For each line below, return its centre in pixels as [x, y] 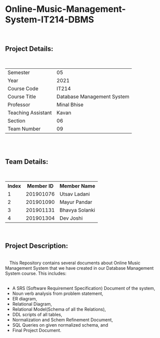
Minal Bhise [70, 104]
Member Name [77, 186]
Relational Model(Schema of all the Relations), [59, 309]
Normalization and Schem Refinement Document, [62, 320]
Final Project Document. [37, 331]
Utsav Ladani [75, 194]
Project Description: [37, 246]
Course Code [23, 89]
